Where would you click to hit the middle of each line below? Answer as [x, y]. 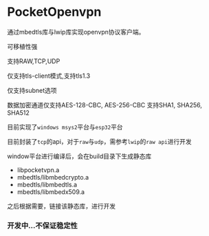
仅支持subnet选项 [32, 90]
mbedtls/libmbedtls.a [47, 184]
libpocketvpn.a [38, 170]
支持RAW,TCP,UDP [34, 61]
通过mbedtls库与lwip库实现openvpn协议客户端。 [76, 32]
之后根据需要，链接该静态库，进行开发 [61, 206]
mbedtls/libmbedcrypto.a [53, 177]
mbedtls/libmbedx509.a [51, 192]
